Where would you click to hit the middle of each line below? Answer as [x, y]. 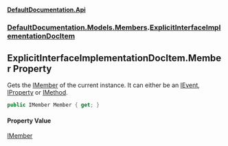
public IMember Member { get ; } [53, 105]
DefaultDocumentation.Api [46, 10]
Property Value [29, 121]
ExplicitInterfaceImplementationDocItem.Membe [114, 58]
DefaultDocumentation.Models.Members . [78, 27]
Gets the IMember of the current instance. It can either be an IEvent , [104, 85]
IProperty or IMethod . [38, 93]
